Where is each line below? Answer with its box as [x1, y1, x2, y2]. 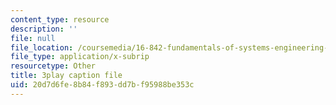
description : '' [10, 24, 78, 34]
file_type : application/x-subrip [10, 52, 150, 62]
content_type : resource [10, 14, 110, 25]
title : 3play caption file [10, 71, 123, 81]
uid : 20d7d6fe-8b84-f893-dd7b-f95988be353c [10, 80, 195, 90]
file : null [10, 33, 56, 43]
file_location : [10, 42, 74, 53]
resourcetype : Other [10, 61, 97, 71]
